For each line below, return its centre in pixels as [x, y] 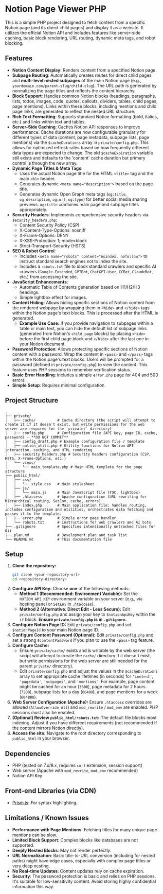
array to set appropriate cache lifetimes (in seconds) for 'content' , [86, 676]
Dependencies [27, 754]
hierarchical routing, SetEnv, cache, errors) [53, 501]
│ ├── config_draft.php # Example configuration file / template [75, 441]
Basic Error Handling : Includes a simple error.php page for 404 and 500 [85, 375]
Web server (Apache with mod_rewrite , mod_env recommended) [75, 770]
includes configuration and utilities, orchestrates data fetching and [79, 509]
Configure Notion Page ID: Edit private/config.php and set [72, 625]
